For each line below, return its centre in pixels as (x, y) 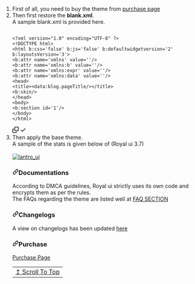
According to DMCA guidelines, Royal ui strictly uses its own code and (100, 186)
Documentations (43, 173)
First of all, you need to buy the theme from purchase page (86, 9)
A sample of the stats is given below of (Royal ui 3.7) (78, 144)
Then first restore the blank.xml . (53, 15)
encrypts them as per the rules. (51, 193)
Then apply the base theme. (48, 137)
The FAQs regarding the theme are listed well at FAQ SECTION (90, 199)
